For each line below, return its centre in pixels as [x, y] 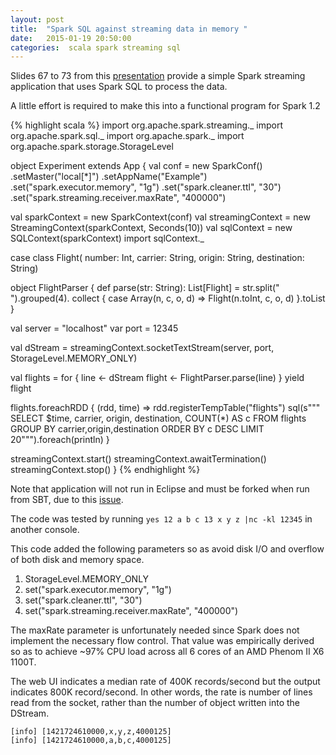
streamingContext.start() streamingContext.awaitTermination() [138, 459]
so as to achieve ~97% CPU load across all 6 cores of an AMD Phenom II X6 [167, 652]
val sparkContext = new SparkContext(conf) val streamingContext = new [160, 217]
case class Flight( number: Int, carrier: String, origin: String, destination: [157, 258]
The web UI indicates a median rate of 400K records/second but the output [165, 682]
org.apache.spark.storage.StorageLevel [92, 147]
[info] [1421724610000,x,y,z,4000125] [91, 732]
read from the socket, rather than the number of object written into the [155, 703]
